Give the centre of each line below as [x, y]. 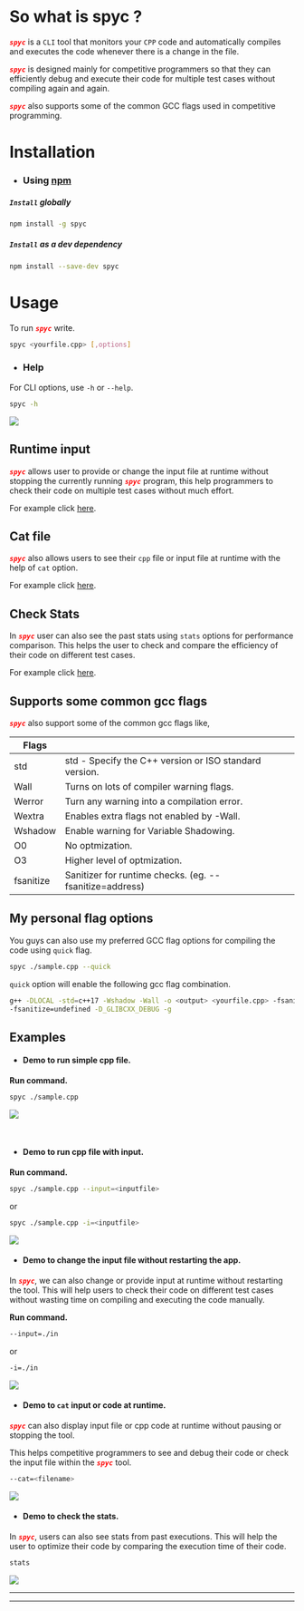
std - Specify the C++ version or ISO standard [163, 761]
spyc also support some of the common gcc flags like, [110, 723]
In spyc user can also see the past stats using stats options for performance [152, 636]
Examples [38, 1037]
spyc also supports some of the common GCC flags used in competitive [142, 105]
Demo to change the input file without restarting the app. [132, 1260]
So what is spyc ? [76, 17]
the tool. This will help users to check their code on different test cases [142, 1290]
